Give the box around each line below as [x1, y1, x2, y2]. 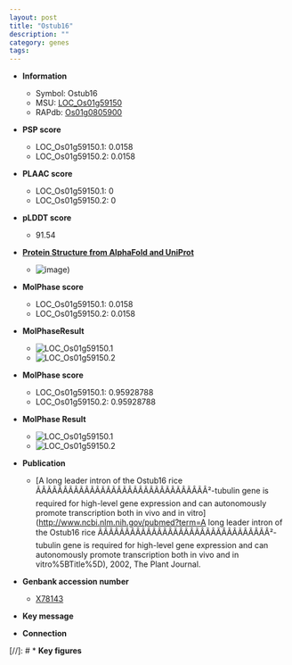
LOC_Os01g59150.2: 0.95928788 [35, 396, 156, 407]
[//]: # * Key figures [9, 645, 82, 656]
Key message [21, 611, 74, 621]
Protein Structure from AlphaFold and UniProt [21, 247, 194, 258]
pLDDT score [21, 212, 72, 223]
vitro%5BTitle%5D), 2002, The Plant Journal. [35, 559, 201, 569]
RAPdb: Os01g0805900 [35, 107, 123, 118]
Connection [21, 628, 67, 639]
